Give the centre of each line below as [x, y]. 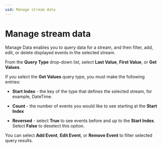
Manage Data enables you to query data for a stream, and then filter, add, [79, 47]
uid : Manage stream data [30, 10]
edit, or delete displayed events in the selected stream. [60, 52]
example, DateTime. [32, 96]
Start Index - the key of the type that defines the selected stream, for [82, 91]
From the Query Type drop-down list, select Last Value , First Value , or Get [81, 62]
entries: [13, 82]
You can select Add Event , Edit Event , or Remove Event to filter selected [79, 135]
